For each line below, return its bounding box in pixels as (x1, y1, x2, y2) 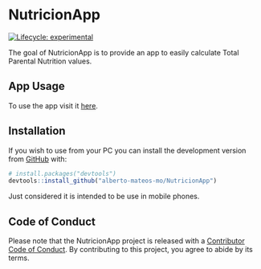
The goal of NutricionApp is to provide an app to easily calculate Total (8, 47, 239, 57)
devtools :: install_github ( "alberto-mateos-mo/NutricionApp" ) (8, 177, 218, 185)
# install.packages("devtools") (8, 169, 116, 177)
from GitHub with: (8, 154, 67, 164)
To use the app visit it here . (8, 100, 99, 110)
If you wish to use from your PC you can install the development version (8, 145, 247, 155)
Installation (8, 124, 66, 138)
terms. (8, 253, 30, 263)
